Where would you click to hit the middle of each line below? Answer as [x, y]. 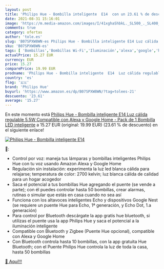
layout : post [18, 10]
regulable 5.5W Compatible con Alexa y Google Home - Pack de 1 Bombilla [80, 120]
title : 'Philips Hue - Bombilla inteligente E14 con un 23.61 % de [77, 14]
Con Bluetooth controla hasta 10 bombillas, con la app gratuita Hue [79, 242]
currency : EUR [20, 60]
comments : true [20, 28]
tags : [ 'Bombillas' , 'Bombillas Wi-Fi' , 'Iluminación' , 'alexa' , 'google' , [81, 50]
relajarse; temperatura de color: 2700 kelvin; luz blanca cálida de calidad [85, 174]
